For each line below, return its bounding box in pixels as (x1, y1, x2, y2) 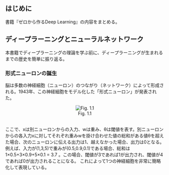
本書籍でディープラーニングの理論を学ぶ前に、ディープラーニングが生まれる (5, 49, 163, 55)
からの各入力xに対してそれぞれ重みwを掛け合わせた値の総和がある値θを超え (5, 132, 164, 138)
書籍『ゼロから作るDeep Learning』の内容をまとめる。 (5, 19, 120, 25)
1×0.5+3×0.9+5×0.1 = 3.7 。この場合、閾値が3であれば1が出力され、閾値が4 (5, 151, 163, 158)
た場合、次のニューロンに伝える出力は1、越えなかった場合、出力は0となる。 (5, 138, 164, 145)
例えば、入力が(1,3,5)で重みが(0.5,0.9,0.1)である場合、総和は (5, 145, 130, 151)
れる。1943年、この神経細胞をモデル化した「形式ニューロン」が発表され (5, 88, 157, 94)
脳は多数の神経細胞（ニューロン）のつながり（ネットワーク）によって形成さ (5, 82, 164, 88)
